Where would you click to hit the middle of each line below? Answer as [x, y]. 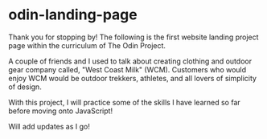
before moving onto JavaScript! [61, 111]
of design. [25, 87]
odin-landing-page [73, 15]
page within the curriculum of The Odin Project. [87, 45]
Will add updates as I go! [49, 126]
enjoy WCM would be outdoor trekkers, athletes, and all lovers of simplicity [133, 78]
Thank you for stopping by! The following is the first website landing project [133, 37]
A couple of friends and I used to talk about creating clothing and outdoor [130, 61]
